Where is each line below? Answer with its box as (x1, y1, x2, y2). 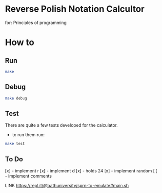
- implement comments (5, 173, 52, 179)
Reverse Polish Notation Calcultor (5, 3, 145, 15)
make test (5, 141, 25, 146)
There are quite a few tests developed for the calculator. (5, 122, 118, 128)
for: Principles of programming (5, 20, 67, 25)
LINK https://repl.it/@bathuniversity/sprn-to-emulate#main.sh (5, 183, 129, 188)
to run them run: (12, 132, 45, 138)
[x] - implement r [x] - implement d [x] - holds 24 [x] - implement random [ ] (5, 168, 158, 173)
